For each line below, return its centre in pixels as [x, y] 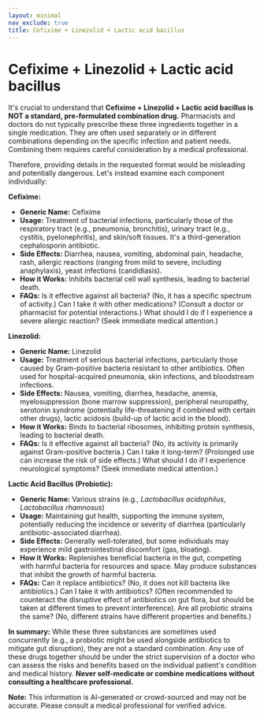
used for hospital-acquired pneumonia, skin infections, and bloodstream [137, 377]
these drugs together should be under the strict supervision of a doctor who [132, 657]
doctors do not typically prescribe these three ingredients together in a [123, 125]
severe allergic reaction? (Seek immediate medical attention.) [119, 321]
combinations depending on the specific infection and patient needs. [120, 141]
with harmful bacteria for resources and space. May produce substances [138, 566]
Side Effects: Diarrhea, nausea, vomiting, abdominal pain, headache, [132, 254]
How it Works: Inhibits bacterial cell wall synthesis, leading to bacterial [134, 279]
